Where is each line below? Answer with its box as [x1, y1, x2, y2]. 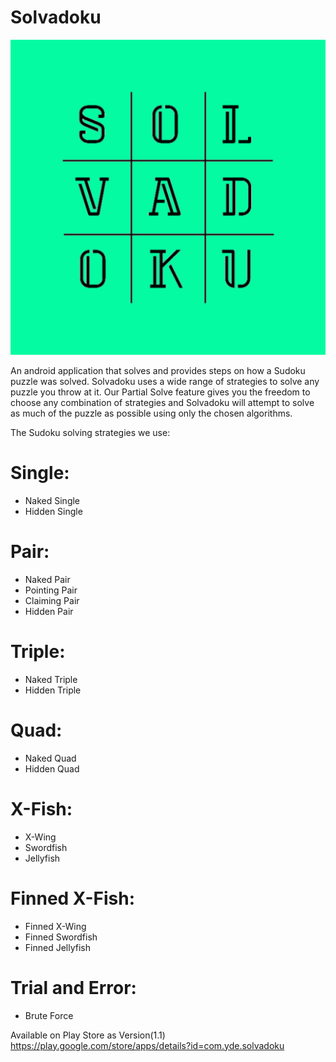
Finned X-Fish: [10, 887, 135, 910]
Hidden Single [24, 505, 83, 517]
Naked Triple [24, 673, 78, 685]
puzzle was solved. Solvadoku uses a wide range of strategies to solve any [10, 375, 320, 387]
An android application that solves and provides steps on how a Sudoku [10, 364, 306, 376]
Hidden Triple [24, 684, 82, 696]
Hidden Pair [24, 605, 74, 617]
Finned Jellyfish [24, 941, 91, 953]
